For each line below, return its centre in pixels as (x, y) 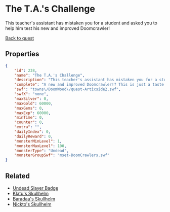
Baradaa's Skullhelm (34, 199)
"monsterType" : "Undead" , (42, 151)
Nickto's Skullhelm (32, 204)
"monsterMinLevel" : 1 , (38, 141)
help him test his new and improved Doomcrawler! (58, 28)
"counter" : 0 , (29, 122)
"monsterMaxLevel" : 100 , (40, 146)
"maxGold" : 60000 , (34, 103)
